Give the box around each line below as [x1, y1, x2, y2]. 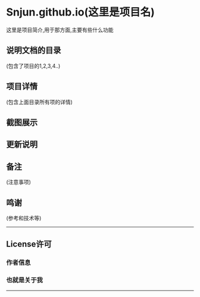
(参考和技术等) [6, 214, 42, 221]
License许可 [6, 239, 52, 249]
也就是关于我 [6, 276, 43, 285]
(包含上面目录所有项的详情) [6, 98, 73, 105]
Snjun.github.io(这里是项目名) [6, 5, 155, 19]
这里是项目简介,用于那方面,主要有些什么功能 [6, 26, 114, 33]
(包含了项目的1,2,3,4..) [6, 62, 61, 69]
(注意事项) [6, 179, 32, 186]
